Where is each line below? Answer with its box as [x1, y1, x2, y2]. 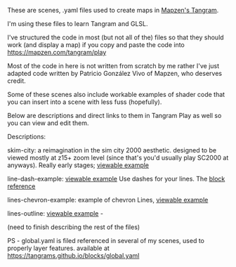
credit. [7, 77, 26, 85]
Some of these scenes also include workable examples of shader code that [7, 91, 225, 98]
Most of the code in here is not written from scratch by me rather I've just [7, 62, 220, 70]
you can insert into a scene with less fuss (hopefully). [7, 98, 162, 106]
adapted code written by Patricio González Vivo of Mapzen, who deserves [7, 70, 223, 77]
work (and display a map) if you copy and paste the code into [7, 41, 185, 48]
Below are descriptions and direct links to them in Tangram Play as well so [7, 112, 222, 119]
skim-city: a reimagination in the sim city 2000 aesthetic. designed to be [7, 146, 216, 154]
